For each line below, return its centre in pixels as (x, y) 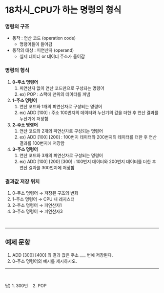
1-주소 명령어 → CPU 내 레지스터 (43, 199)
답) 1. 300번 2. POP (26, 285)
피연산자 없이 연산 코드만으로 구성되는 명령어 (62, 88)
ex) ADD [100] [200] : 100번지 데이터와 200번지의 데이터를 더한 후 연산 (88, 137)
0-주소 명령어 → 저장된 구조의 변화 (45, 193)
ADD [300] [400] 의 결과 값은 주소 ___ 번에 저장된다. (62, 255)
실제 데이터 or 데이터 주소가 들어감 (52, 56)
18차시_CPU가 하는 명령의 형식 (63, 10)
